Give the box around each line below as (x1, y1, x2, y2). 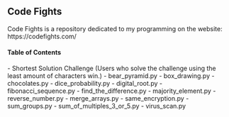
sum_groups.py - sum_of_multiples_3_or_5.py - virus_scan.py (7, 102, 186, 111)
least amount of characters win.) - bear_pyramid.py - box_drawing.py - (7, 72, 215, 80)
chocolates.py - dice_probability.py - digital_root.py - (7, 79, 163, 88)
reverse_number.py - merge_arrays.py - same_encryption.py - (7, 94, 189, 103)
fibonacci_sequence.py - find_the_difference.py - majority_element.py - (7, 87, 216, 95)
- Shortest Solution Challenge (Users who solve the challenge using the (7, 64, 216, 73)
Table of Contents (7, 48, 62, 57)
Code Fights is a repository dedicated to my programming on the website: (7, 24, 223, 33)
